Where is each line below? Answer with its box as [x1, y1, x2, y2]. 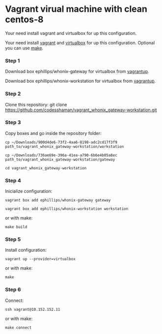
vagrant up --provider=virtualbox [5, 257, 76, 262]
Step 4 [5, 177, 21, 184]
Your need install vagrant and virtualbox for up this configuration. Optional [5, 39, 155, 45]
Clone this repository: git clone [5, 101, 67, 107]
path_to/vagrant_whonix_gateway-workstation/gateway [5, 157, 115, 162]
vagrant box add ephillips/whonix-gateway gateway [5, 198, 111, 203]
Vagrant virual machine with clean [5, 3, 147, 15]
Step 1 [5, 57, 20, 64]
